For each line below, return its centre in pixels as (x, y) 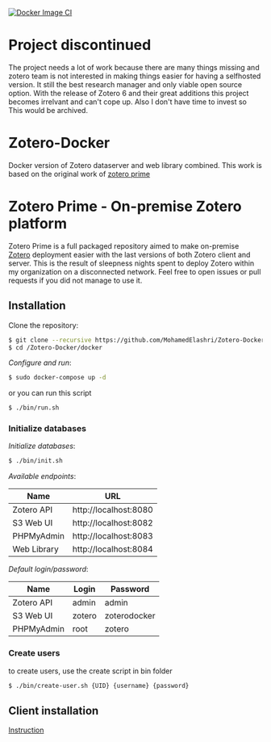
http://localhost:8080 (113, 510)
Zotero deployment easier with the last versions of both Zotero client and (129, 254)
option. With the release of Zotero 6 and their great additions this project (129, 93)
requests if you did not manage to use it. (75, 280)
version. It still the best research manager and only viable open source (125, 84)
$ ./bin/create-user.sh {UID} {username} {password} (99, 685)
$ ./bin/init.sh (35, 461)
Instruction (26, 730)
